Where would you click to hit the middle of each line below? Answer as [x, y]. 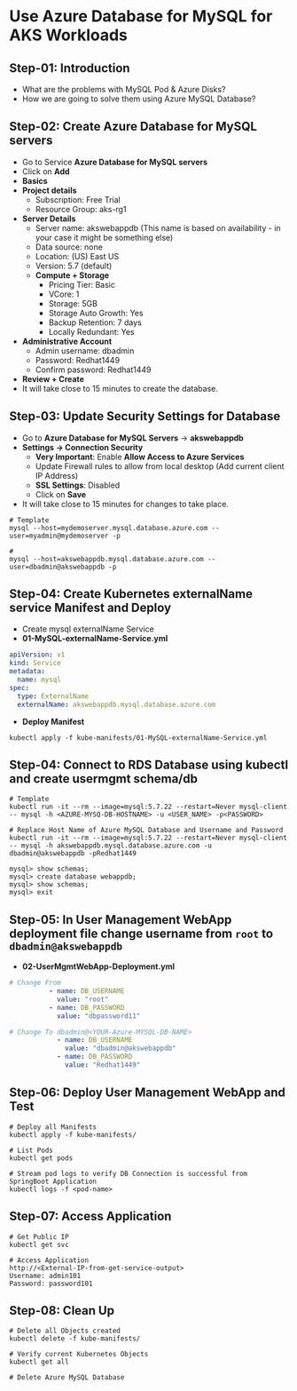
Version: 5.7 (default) [74, 266]
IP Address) [57, 475]
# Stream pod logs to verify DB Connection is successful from [129, 1173]
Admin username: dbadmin [85, 350]
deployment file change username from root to [141, 933]
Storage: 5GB [73, 303]
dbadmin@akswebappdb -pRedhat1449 [73, 854]
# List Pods [31, 1150]
